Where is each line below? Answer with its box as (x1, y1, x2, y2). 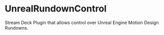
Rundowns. (5, 24, 29, 30)
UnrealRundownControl (5, 3, 107, 14)
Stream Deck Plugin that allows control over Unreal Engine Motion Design (5, 19, 159, 25)
